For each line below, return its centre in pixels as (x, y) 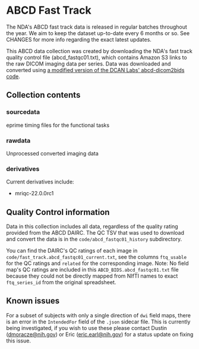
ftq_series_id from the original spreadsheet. (61, 282)
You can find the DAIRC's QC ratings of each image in (72, 251)
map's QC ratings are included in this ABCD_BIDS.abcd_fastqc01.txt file (93, 270)
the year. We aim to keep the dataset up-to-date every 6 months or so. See (98, 33)
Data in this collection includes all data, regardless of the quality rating (92, 226)
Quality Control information (58, 212)
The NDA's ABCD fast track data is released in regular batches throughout (97, 27)
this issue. (19, 341)
